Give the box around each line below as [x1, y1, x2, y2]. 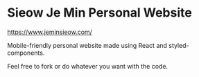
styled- [168, 41, 189, 49]
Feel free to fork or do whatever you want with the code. [7, 62, 168, 70]
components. [7, 49, 45, 57]
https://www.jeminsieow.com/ [7, 28, 92, 36]
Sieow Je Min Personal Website [7, 5, 192, 21]
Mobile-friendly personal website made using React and [7, 41, 168, 49]
